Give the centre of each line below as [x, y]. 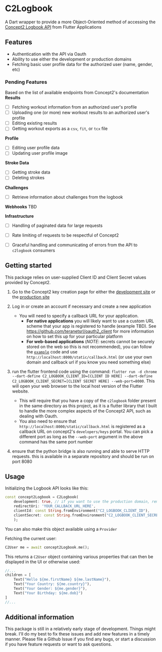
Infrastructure [20, 216]
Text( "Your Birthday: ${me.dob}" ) [48, 593]
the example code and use [52, 351]
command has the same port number [56, 442]
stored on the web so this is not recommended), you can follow [89, 347]
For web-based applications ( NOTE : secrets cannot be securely [90, 341]
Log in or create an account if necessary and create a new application [81, 306]
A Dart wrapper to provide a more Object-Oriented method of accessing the [80, 22]
